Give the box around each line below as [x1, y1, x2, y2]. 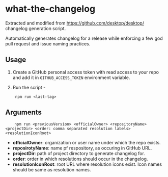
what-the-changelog [5, 3, 96, 15]
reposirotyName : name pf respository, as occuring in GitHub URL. [12, 145, 152, 151]
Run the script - [12, 84, 46, 90]
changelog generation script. [5, 25, 66, 31]
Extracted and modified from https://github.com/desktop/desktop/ [5, 20, 144, 26]
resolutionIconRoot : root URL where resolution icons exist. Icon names [12, 161, 162, 167]
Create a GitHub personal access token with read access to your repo [12, 69, 159, 75]
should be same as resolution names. [12, 166, 91, 172]
